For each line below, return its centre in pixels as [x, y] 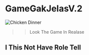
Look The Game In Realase [57, 32]
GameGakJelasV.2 [44, 9]
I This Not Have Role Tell [43, 48]
